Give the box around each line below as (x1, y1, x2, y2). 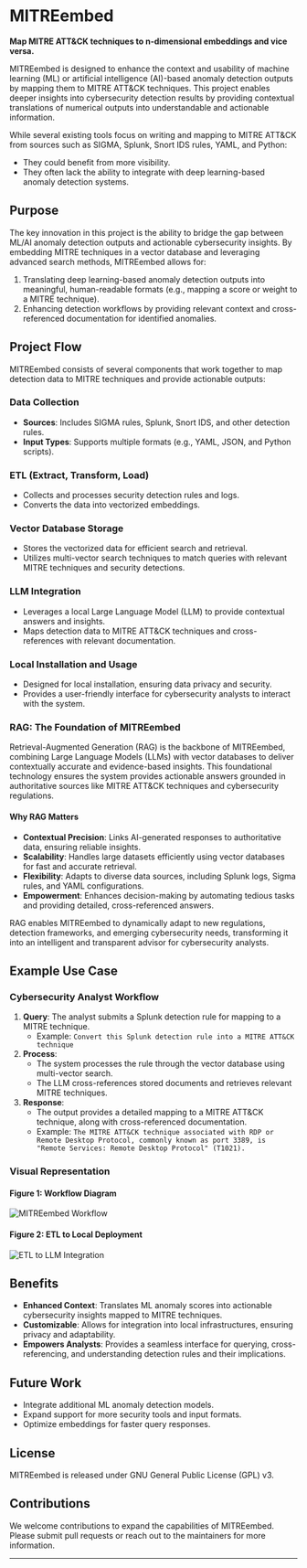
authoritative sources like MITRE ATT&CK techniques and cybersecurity (9, 781, 280, 792)
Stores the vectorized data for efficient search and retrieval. (22, 543, 249, 554)
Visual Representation (9, 1165, 111, 1178)
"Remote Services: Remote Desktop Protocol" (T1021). (36, 1144, 246, 1153)
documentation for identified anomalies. (67, 313, 217, 324)
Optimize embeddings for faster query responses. (22, 1419, 211, 1430)
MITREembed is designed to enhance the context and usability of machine (9, 63, 290, 74)
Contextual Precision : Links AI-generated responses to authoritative (22, 831, 281, 842)
